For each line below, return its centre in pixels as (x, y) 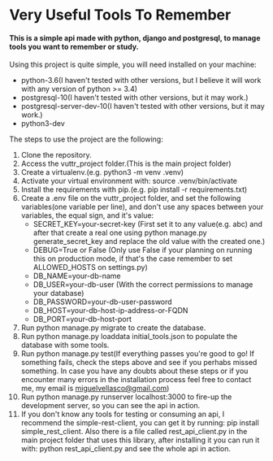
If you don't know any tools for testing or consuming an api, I (123, 414)
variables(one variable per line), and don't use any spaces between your (142, 207)
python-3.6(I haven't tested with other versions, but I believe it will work (141, 80)
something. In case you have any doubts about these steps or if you (134, 371)
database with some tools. (65, 345)
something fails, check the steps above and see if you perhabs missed (139, 363)
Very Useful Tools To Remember (120, 15)
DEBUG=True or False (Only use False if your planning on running (143, 250)
